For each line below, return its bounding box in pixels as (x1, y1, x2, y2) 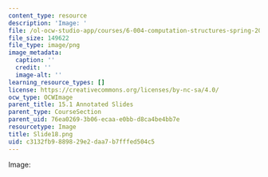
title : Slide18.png (8, 130, 73, 138)
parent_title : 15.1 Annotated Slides (8, 100, 134, 108)
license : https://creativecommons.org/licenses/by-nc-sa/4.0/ (8, 85, 219, 94)
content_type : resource (8, 11, 88, 20)
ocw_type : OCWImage (8, 93, 73, 101)
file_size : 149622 (8, 33, 69, 42)
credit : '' (15, 64, 52, 72)
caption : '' (15, 57, 56, 65)
